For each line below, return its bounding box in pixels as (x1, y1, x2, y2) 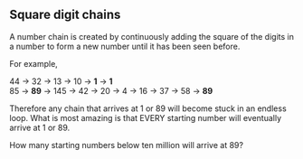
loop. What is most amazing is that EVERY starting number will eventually (9, 112, 282, 123)
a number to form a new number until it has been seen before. (9, 41, 241, 51)
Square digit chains (9, 7, 121, 23)
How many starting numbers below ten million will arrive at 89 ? (9, 139, 244, 150)
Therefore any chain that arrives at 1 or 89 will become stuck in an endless (9, 103, 287, 114)
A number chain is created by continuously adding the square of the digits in (9, 31, 294, 42)
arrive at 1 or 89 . (9, 122, 71, 133)
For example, (9, 58, 59, 69)
